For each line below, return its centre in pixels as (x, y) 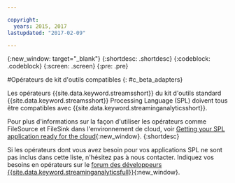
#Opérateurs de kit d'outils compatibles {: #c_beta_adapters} (95, 80)
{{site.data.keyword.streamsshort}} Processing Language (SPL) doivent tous (117, 101)
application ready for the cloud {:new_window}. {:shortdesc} (93, 136)
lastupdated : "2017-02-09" (47, 33)
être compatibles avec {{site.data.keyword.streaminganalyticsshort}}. (107, 108)
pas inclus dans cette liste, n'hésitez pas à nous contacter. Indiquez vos (111, 157)
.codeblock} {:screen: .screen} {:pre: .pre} (68, 66)
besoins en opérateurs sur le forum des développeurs (85, 165)
